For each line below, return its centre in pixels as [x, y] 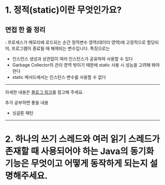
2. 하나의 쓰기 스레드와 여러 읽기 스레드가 [82, 139]
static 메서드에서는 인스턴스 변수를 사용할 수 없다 [59, 77]
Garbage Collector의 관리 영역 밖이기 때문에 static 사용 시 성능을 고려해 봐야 [86, 65]
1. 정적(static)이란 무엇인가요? [63, 10]
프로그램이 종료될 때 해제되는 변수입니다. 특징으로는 [61, 48]
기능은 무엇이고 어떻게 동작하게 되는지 [77, 164]
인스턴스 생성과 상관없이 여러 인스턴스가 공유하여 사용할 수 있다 [72, 59]
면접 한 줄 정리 [25, 30]
